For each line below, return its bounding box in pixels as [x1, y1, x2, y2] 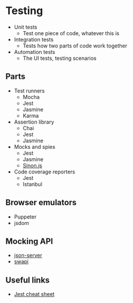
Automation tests [13, 48, 56, 55]
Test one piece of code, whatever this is [22, 29, 120, 36]
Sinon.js [22, 162, 42, 169]
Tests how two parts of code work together [22, 42, 127, 49]
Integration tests [13, 36, 54, 43]
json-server [13, 252, 42, 259]
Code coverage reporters [13, 168, 76, 175]
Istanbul [22, 181, 42, 188]
